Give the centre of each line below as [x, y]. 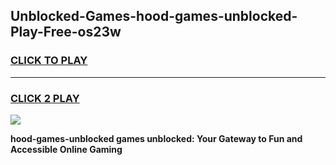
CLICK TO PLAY [49, 61]
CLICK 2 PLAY [45, 98]
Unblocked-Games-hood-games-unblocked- [154, 16]
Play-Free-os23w [66, 32]
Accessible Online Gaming [66, 149]
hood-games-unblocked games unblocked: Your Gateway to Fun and [156, 138]
